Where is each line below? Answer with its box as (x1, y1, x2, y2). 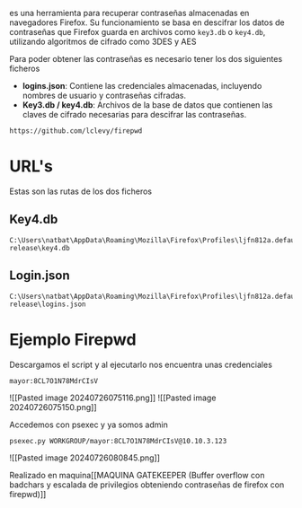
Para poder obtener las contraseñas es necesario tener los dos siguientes (9, 54, 283, 64)
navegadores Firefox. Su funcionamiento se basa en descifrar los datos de (9, 17, 285, 28)
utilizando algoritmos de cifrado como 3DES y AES (9, 36, 197, 47)
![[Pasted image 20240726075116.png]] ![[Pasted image (9, 392, 217, 403)
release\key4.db (9, 243, 70, 252)
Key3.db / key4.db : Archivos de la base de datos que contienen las (22, 100, 273, 110)
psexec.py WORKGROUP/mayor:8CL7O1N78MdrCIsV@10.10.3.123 (9, 436, 227, 445)
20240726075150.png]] (9, 401, 97, 412)
